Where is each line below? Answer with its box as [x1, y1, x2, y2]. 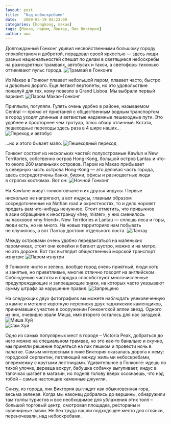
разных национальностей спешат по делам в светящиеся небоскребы [5, 56, 160, 62]
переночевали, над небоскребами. [5, 413, 82, 419]
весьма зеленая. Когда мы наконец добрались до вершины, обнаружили [5, 391, 165, 397]
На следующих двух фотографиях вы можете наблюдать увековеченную [5, 295, 165, 301]
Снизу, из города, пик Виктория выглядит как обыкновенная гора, [5, 386, 150, 392]
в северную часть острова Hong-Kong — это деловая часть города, [5, 167, 154, 172]
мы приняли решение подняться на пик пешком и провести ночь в [5, 343, 152, 349]
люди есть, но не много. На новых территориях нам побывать [5, 222, 141, 228]
